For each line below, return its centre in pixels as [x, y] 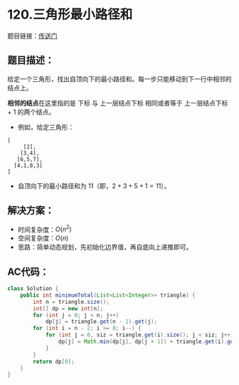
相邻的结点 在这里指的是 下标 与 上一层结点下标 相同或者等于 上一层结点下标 [118, 103]
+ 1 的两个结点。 [31, 112]
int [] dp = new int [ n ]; [68, 308]
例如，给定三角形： [46, 127]
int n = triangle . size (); [71, 302]
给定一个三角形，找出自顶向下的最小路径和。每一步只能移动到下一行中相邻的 [119, 78]
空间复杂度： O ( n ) [43, 238]
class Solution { [33, 289]
